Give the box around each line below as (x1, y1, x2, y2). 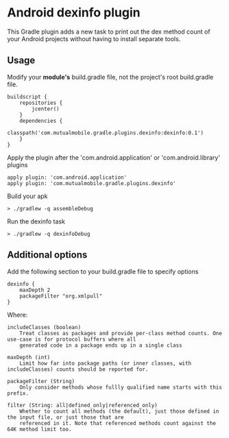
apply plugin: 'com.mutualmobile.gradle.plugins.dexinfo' (7, 180, 176, 186)
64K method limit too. (7, 426, 72, 433)
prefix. (7, 389, 29, 397)
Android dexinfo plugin (7, 5, 141, 21)
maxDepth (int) (7, 354, 51, 361)
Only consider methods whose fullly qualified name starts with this (19, 384, 223, 391)
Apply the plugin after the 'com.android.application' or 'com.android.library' (7, 153, 221, 162)
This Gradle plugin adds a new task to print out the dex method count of (7, 27, 210, 36)
